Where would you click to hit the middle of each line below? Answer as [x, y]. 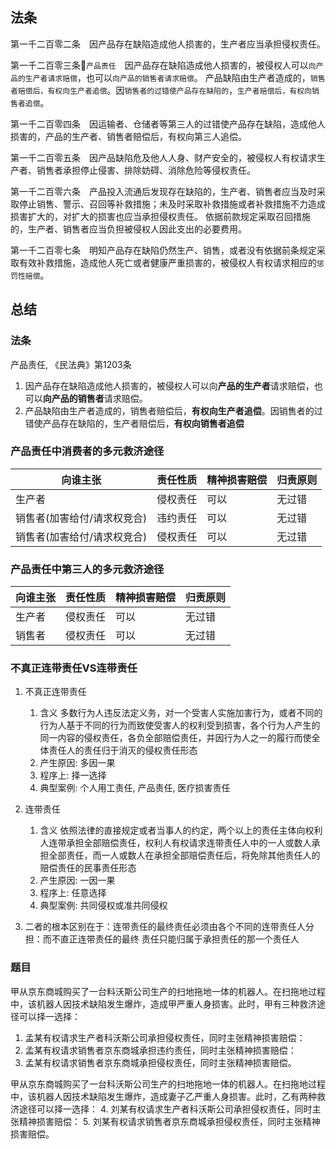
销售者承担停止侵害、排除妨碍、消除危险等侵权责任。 [146, 170]
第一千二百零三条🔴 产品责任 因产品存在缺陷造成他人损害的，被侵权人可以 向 [163, 65]
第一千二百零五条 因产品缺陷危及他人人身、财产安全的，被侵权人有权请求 [163, 157]
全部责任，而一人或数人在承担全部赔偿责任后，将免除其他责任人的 [184, 855]
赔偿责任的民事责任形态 [88, 868]
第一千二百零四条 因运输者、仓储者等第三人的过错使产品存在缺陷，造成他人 [168, 124]
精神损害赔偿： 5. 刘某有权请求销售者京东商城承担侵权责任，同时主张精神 [169, 1121]
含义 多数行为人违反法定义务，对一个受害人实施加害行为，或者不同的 [181, 713]
